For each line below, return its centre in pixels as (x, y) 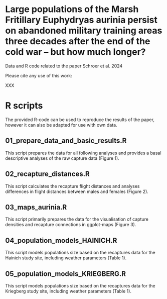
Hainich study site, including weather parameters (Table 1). (66, 258)
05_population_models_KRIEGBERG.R (66, 274)
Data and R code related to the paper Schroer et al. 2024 (64, 66)
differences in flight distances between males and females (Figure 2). (77, 191)
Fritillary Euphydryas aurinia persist (81, 20)
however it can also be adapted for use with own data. (61, 125)
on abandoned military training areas (84, 31)
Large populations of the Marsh (72, 9)
